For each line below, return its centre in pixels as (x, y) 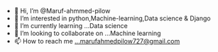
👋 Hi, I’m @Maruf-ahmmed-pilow (62, 11)
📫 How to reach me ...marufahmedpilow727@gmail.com (97, 41)
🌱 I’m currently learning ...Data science (71, 26)
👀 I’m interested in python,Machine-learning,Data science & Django (112, 18)
